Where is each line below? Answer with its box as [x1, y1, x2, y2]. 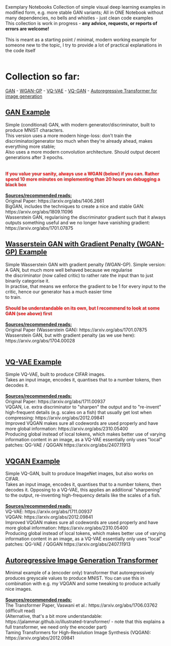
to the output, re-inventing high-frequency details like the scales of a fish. [5, 492, 161, 499]
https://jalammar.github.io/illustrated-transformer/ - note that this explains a [5, 618, 165, 625]
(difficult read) [5, 608, 36, 614]
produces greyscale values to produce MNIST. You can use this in [5, 575, 144, 581]
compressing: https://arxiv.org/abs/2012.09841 [5, 415, 104, 421]
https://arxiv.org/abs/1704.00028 [5, 337, 75, 343]
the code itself [5, 48, 36, 53]
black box [5, 181, 27, 187]
